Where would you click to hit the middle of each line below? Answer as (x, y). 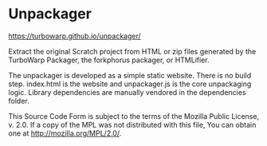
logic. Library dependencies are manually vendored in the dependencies (127, 92)
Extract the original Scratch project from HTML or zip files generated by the (132, 51)
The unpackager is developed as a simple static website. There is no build (130, 75)
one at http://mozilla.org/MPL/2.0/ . (65, 133)
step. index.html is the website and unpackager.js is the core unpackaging (130, 84)
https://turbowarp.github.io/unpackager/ (75, 36)
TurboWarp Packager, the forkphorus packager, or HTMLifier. (109, 60)
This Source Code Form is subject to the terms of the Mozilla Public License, (134, 116)
